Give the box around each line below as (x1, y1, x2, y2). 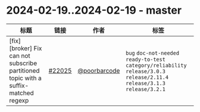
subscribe (9, 59, 37, 67)
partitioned (9, 66, 40, 74)
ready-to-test (126, 56, 165, 63)
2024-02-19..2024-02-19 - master (6, 4, 182, 17)
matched (9, 89, 34, 97)
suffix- (9, 81, 29, 89)
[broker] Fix (9, 44, 42, 52)
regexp (9, 96, 29, 104)
